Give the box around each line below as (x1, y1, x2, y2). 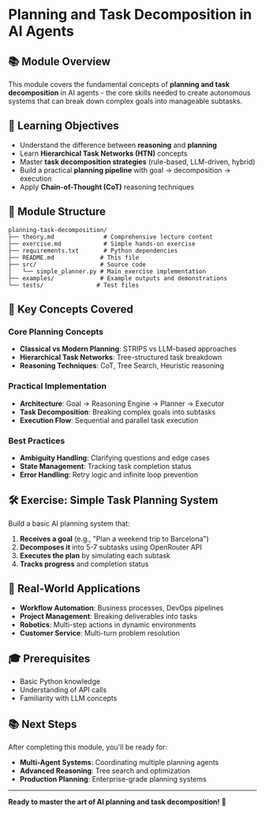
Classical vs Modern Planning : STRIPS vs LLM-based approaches (19, 344, 237, 354)
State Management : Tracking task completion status (19, 461, 192, 471)
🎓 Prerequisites (8, 651, 91, 665)
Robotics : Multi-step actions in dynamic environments (19, 620, 196, 629)
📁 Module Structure (8, 205, 106, 219)
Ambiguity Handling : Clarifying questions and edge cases (19, 452, 211, 463)
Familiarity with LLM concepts (19, 693, 118, 703)
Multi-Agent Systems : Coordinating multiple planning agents (19, 758, 219, 767)
